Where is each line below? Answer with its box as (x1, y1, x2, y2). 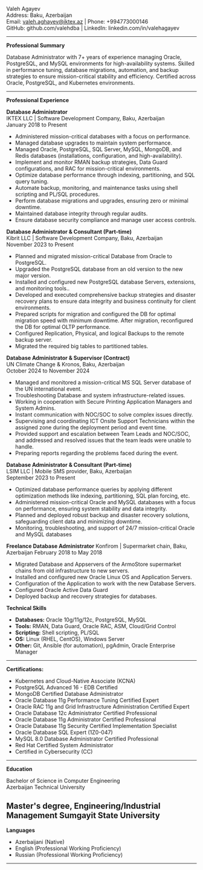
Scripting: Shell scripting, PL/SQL (14, 629, 100, 636)
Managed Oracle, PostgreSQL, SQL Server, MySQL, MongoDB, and (14, 146, 182, 153)
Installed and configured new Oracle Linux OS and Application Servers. (14, 574, 192, 580)
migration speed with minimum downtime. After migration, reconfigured (14, 317, 193, 324)
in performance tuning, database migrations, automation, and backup (6, 67, 179, 73)
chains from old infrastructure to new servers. (14, 567, 130, 574)
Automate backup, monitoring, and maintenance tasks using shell (14, 184, 178, 191)
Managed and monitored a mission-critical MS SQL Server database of (14, 379, 192, 386)
